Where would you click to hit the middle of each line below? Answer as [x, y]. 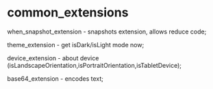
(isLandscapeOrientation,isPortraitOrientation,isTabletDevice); [94, 65]
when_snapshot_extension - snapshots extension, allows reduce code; [107, 31]
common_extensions [68, 13]
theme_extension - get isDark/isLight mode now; [76, 44]
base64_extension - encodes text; [55, 78]
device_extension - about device [53, 58]
